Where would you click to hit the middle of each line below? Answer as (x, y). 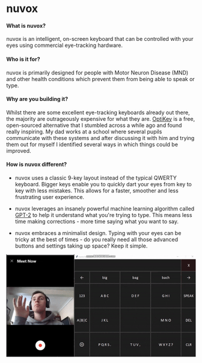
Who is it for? (23, 59)
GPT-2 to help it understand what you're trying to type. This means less (103, 215)
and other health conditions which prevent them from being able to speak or (101, 79)
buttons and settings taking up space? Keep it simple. (81, 246)
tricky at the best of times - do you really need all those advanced (96, 239)
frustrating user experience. (50, 197)
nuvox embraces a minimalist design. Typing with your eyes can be (98, 233)
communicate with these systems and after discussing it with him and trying (100, 138)
